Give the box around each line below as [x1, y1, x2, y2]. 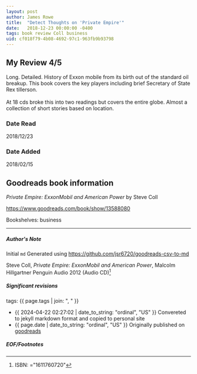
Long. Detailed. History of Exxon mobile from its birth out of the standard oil [6, 73, 189, 80]
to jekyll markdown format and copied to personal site [14, 315, 145, 322]
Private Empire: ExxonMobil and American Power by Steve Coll [6, 194, 158, 201]
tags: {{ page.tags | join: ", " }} [6, 297, 79, 304]
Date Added [6, 148, 41, 156]
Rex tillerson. [6, 86, 38, 93]
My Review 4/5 [6, 58, 62, 68]
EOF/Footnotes [6, 341, 44, 348]
